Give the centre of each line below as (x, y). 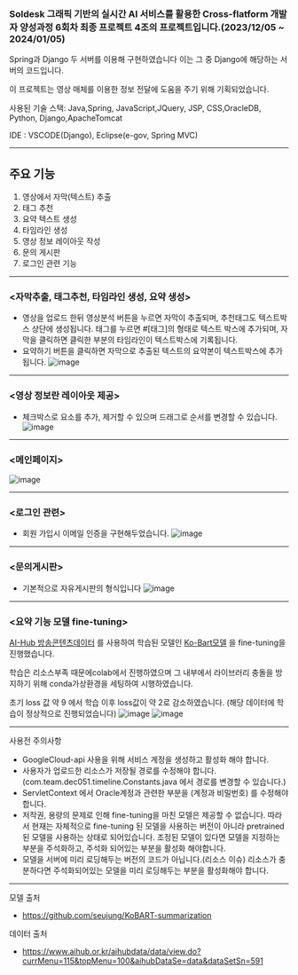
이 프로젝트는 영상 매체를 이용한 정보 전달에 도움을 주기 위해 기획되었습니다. (139, 90)
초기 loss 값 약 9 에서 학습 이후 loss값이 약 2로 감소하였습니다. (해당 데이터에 (142, 702)
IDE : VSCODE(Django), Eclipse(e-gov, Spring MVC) (104, 136)
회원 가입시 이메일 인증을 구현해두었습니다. (96, 533)
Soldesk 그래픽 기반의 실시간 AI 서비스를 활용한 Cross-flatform (139, 13)
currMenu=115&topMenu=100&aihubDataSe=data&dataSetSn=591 (142, 961)
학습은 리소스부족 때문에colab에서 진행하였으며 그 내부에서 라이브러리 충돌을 (141, 672)
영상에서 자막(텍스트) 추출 (67, 197)
